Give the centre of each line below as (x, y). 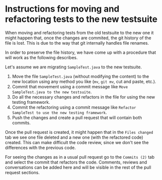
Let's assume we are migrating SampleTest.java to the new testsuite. (73, 67)
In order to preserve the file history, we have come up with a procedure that (81, 52)
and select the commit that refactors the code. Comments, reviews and (76, 162)
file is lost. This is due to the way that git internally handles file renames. (77, 43)
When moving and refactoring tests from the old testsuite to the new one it (79, 33)
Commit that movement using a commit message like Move (70, 86)
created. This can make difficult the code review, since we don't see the (77, 142)
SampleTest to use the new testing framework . (59, 112)
